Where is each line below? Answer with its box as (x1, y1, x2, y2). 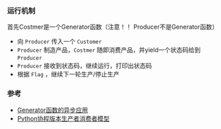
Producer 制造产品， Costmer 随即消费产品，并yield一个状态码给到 (16, 46, 201, 54)
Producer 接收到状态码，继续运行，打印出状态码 (16, 61, 152, 70)
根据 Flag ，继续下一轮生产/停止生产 (16, 70, 120, 78)
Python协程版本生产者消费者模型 (16, 114, 110, 122)
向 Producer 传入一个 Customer (16, 38, 102, 46)
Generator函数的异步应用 (16, 106, 89, 114)
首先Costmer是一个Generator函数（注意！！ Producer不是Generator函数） (7, 23, 218, 31)
